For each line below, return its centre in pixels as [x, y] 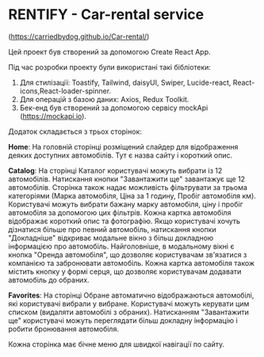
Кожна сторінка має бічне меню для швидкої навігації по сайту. [117, 344]
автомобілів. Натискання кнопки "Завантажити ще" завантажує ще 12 [127, 179]
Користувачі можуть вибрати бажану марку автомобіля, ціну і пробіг [126, 204]
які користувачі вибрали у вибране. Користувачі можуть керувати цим [129, 303]
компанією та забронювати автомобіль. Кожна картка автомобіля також [132, 263]
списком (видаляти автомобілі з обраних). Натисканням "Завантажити [129, 312]
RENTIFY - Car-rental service [106, 15]
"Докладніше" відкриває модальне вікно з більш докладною [111, 237]
